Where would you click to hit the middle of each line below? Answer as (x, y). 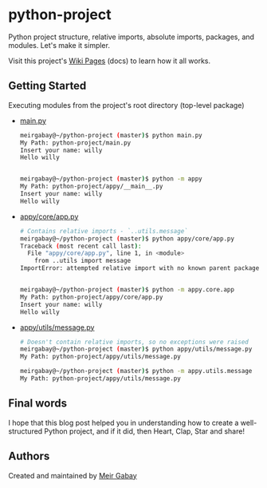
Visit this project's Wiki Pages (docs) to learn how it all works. (110, 61)
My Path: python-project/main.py (75, 143)
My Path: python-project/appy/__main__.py (91, 186)
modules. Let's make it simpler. (59, 45)
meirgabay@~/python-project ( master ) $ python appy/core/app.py (127, 238)
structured (26, 431)
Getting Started (47, 86)
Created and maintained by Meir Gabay (73, 475)
